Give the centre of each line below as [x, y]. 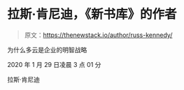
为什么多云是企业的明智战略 [47, 50]
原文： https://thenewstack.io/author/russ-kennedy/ [98, 35]
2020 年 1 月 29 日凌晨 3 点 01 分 [54, 64]
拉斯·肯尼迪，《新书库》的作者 [92, 14]
